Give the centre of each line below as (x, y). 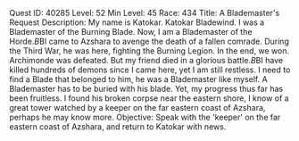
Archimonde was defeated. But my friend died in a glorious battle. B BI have (146, 60)
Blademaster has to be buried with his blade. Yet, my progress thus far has (146, 89)
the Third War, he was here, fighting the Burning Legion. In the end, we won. (149, 51)
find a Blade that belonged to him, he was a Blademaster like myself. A (138, 79)
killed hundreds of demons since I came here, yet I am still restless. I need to (150, 70)
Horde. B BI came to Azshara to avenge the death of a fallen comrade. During (149, 41)
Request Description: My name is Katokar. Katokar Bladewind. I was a (137, 22)
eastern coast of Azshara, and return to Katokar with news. (118, 127)
